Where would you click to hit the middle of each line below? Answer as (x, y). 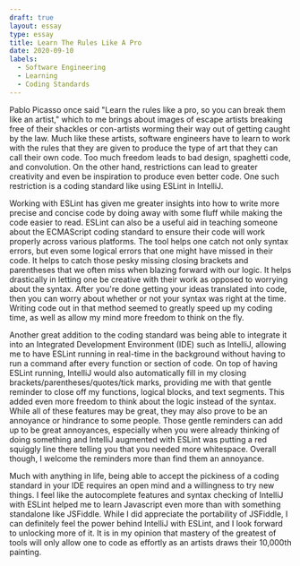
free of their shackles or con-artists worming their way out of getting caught (150, 129)
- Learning (38, 76)
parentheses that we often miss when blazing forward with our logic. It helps (150, 270)
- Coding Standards (54, 84)
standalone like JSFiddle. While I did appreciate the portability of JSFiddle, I (149, 514)
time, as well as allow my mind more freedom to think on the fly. (127, 317)
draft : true (31, 17)
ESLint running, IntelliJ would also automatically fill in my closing (128, 373)
